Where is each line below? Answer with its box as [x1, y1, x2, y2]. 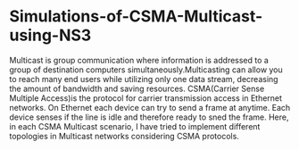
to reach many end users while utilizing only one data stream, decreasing [9, 73, 278, 84]
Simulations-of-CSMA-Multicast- [9, 6, 263, 27]
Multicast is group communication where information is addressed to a [9, 54, 270, 65]
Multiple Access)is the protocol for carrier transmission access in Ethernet [9, 92, 283, 104]
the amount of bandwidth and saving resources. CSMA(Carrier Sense [9, 83, 265, 94]
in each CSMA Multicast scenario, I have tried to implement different [9, 121, 261, 131]
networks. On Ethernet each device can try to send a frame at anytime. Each [9, 102, 291, 112]
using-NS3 [9, 25, 92, 46]
